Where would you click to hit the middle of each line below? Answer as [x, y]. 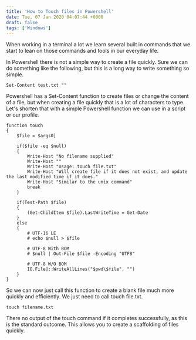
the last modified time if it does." [52, 177]
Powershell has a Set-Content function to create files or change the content [97, 96]
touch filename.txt [30, 307]
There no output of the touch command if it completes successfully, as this [97, 318]
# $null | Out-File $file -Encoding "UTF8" [81, 254]
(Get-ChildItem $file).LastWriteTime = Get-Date [88, 213]
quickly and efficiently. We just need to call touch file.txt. [75, 297]
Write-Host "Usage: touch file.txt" [72, 167]
